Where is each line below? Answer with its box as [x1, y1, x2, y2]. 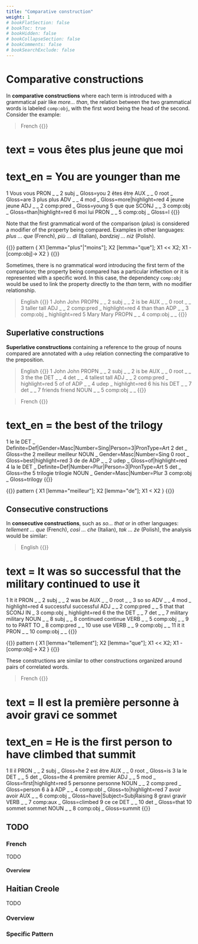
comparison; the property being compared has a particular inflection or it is [6, 268, 189, 275]
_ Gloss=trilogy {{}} [6, 476, 53, 483]
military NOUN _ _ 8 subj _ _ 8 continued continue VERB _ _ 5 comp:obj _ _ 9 [6, 616, 189, 623]
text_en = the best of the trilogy [6, 418, 163, 432]
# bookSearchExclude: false [6, 47, 75, 53]
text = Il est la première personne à [6, 695, 179, 709]
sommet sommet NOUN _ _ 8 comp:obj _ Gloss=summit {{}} [6, 805, 151, 812]
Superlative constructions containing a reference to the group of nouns [6, 343, 181, 350]
